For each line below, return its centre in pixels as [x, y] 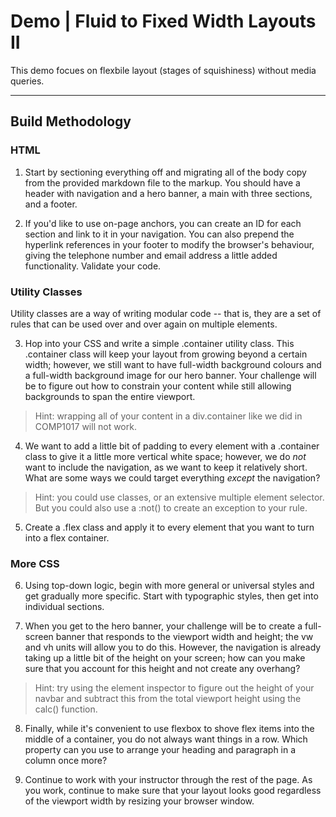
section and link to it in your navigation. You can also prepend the [159, 234]
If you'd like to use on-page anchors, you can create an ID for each [163, 223]
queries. [27, 81]
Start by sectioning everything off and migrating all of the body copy [165, 172]
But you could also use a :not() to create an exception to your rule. [171, 507]
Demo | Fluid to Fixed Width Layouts [163, 21]
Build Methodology [71, 121]
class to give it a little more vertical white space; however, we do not [165, 456]
